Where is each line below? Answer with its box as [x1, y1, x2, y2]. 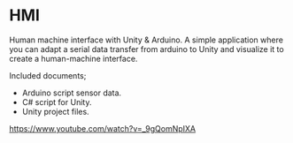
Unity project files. [21, 106, 90, 117]
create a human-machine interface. [9, 53, 138, 64]
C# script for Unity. [21, 96, 92, 107]
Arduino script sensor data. [21, 87, 122, 98]
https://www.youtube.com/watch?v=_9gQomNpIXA [9, 123, 197, 133]
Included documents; [9, 70, 87, 80]
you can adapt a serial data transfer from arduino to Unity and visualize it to [9, 43, 285, 54]
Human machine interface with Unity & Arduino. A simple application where [9, 34, 283, 45]
